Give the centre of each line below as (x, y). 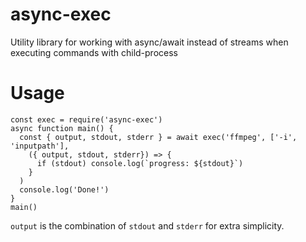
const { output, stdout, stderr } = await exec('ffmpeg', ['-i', (158, 137)
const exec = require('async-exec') (86, 119)
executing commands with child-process (94, 52)
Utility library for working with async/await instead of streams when (149, 42)
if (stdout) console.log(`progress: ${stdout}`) (140, 163)
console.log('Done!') (64, 189)
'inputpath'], (40, 146)
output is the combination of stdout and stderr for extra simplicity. (147, 225)
